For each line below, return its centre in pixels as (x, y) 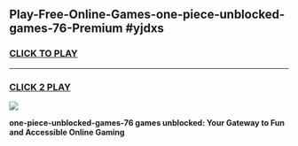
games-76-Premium (66, 29)
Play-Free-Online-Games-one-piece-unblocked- (147, 15)
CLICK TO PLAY (43, 54)
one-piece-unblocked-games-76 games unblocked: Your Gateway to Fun (147, 122)
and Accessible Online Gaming (67, 132)
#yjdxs (145, 29)
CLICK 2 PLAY (40, 87)
